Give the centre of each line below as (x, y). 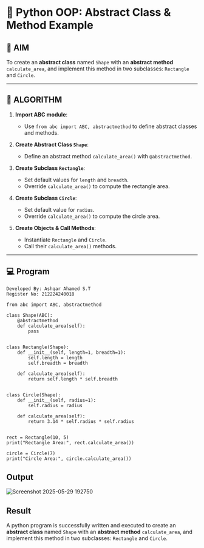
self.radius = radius (56, 405)
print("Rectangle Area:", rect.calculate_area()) (70, 442)
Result (19, 511)
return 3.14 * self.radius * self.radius (81, 421)
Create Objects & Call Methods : (55, 228)
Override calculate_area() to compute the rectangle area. (97, 186)
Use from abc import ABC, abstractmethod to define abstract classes (110, 126)
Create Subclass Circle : (46, 198)
